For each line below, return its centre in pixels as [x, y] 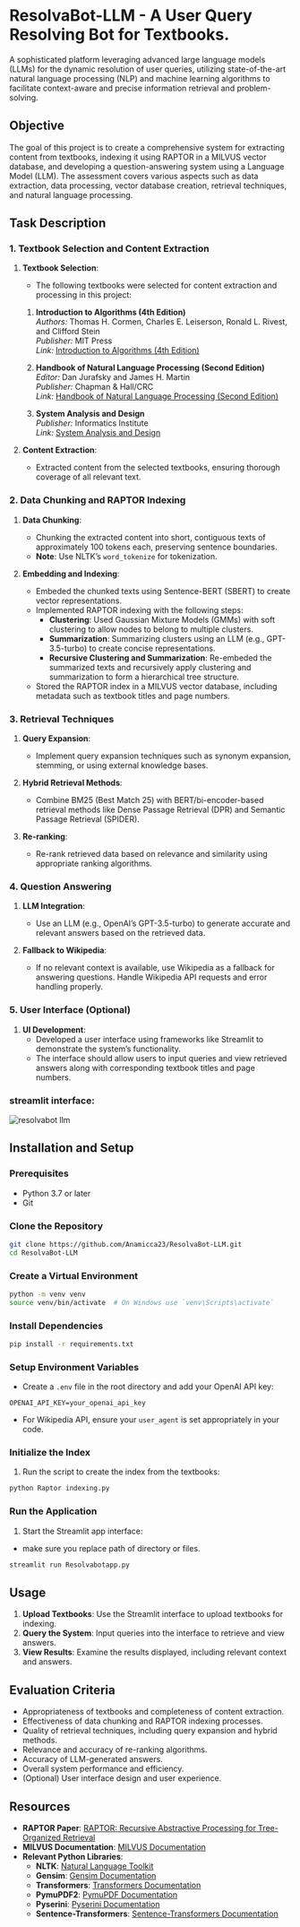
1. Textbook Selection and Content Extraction [109, 249]
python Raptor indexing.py [60, 1489]
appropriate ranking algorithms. [94, 864]
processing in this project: [84, 295]
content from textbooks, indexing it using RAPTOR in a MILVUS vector [138, 157]
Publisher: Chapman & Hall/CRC [94, 387]
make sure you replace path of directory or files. [111, 1548]
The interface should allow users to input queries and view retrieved [161, 1058]
